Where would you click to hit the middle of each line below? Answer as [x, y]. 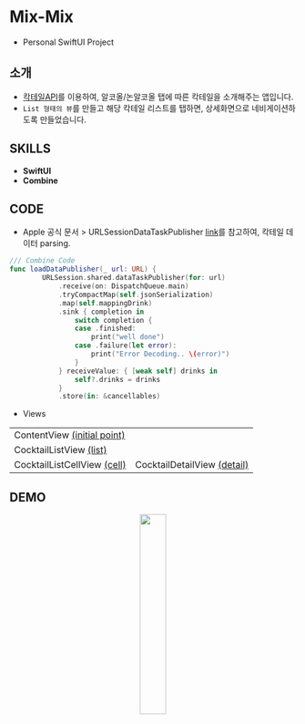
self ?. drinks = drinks [117, 379]
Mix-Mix [42, 17]
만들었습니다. [63, 119]
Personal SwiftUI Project [68, 42]
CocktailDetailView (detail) [192, 465]
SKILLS [30, 149]
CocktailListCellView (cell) [70, 465]
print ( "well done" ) [128, 337]
